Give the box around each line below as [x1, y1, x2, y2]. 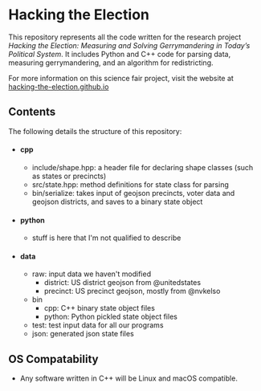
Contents [8, 105, 56, 119]
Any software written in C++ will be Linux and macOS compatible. [19, 373, 239, 383]
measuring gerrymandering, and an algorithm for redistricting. [8, 58, 214, 67]
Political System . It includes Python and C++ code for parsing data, [8, 49, 231, 59]
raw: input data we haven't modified [31, 269, 151, 279]
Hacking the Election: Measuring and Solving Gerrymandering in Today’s [8, 40, 251, 50]
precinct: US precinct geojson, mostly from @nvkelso [43, 287, 221, 296]
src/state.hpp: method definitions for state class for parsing [31, 179, 229, 189]
